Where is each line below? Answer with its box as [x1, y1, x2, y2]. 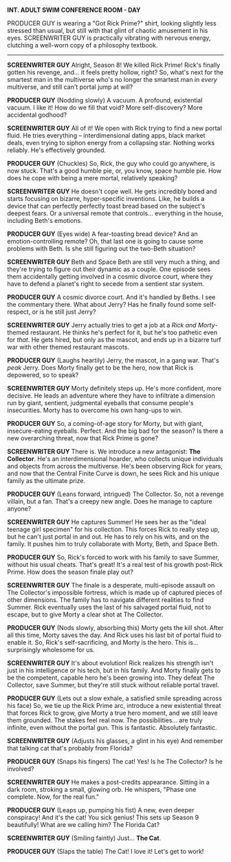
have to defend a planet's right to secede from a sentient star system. [7, 280, 205, 288]
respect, [7, 308, 31, 316]
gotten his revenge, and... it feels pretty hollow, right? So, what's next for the [7, 68, 223, 76]
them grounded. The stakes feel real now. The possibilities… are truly [7, 716, 203, 724]
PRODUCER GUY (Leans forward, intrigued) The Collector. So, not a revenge [7, 490, 224, 498]
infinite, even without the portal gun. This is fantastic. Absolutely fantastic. [7, 724, 217, 731]
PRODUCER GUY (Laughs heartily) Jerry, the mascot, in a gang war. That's [7, 356, 219, 364]
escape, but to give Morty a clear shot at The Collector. [7, 610, 164, 618]
